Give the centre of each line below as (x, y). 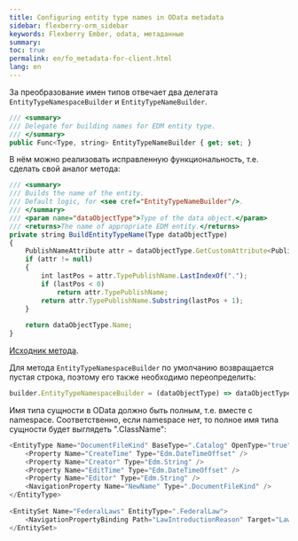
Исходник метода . (44, 350)
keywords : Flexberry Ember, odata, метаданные (97, 34)
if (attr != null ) (59, 259)
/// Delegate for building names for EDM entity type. (113, 126)
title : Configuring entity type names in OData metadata (117, 17)
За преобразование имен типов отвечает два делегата (114, 92)
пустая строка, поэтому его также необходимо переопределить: (133, 377)
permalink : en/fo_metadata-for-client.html (91, 59)
